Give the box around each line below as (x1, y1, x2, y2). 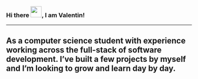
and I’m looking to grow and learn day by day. (6, 63, 176, 73)
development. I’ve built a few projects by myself (6, 54, 186, 64)
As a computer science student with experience (6, 35, 186, 45)
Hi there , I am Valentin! (6, 11, 85, 19)
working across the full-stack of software (6, 45, 162, 55)
